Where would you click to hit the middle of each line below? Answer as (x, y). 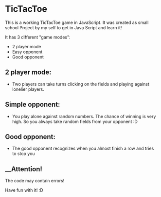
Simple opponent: (33, 105)
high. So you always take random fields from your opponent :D (75, 121)
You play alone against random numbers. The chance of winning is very (84, 116)
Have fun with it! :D (24, 190)
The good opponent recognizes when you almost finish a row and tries (83, 148)
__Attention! (24, 169)
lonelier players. (28, 89)
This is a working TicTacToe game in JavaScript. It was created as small (77, 22)
